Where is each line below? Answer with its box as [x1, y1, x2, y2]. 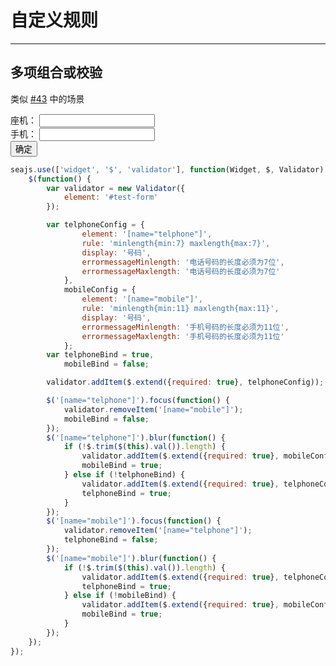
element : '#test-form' [63, 192, 159, 203]
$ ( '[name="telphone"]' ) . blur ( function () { [46, 432, 226, 443]
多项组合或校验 [10, 64, 103, 81]
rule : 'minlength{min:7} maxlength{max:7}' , [81, 238, 271, 248]
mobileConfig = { [63, 285, 137, 295]
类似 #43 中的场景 [10, 92, 85, 105]
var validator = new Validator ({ [46, 183, 186, 193]
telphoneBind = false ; [63, 535, 159, 545]
